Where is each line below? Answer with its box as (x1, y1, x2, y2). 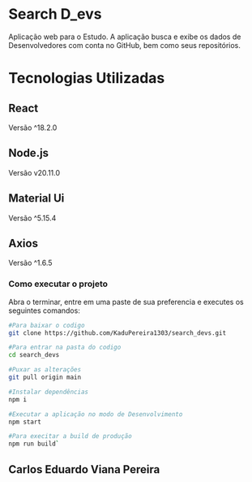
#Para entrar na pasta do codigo (8, 343, 122, 352)
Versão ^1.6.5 (8, 258, 53, 268)
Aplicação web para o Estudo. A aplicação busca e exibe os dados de (8, 32, 241, 41)
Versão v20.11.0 (8, 167, 61, 177)
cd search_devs (8, 351, 60, 359)
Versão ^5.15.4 (8, 213, 57, 223)
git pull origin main (8, 373, 82, 382)
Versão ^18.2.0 (8, 123, 58, 132)
